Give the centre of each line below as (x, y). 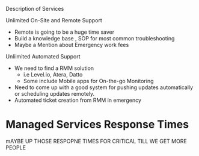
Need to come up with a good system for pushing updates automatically (104, 87)
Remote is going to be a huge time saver (64, 32)
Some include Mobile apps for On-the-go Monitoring (88, 81)
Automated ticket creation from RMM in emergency (78, 100)
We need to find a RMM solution (54, 68)
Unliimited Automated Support (43, 56)
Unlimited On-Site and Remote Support (54, 20)
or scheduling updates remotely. (54, 94)
